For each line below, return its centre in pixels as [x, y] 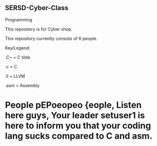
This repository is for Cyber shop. [39, 29]
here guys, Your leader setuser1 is [75, 115]
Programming [19, 19]
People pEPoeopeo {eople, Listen [73, 105]
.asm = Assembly [22, 85]
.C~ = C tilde [18, 57]
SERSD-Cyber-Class [37, 8]
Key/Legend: [18, 48]
